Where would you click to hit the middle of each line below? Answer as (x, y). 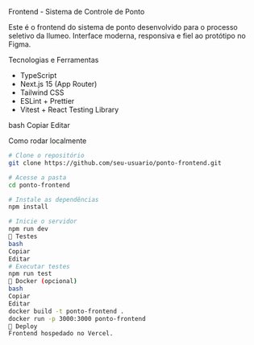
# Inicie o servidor (43, 222)
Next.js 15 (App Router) (58, 84)
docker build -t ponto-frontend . (67, 311)
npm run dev (28, 229)
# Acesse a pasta (37, 177)
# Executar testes (39, 266)
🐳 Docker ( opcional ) (43, 281)
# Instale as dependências (54, 199)
